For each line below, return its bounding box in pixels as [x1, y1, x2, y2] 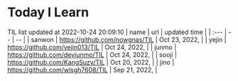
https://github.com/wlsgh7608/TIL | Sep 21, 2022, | [7, 65, 158, 74]
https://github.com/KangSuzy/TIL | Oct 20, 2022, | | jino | [7, 58, 175, 66]
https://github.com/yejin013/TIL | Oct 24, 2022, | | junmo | [7, 43, 177, 51]
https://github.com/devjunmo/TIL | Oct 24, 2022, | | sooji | [7, 50, 178, 59]
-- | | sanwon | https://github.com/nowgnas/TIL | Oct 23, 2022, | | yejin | [15, 35, 227, 43]
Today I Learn [7, 4, 90, 21]
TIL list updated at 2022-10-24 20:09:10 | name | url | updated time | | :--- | [7, 28, 227, 36]
